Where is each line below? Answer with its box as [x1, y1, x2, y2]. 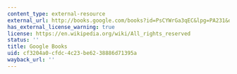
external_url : [7, 17, 49, 24]
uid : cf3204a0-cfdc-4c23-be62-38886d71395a [7, 50, 138, 57]
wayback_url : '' [7, 56, 55, 63]
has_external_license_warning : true [7, 23, 115, 30]
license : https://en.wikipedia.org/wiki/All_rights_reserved [7, 30, 191, 37]
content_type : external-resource [7, 10, 106, 18]
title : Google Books [7, 43, 68, 50]
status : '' [7, 37, 39, 44]
